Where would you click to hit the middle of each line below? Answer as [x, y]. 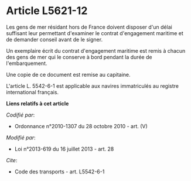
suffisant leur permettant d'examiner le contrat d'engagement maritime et [95, 33]
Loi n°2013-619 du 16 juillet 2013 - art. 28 [64, 149]
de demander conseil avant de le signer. [54, 39]
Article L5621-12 [47, 11]
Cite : [12, 160]
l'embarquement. [27, 63]
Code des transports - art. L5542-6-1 [59, 172]
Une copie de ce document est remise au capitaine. [68, 74]
